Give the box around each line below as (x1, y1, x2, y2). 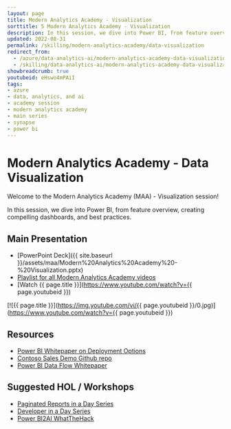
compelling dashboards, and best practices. (7, 213, 132, 221)
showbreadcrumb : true (7, 67, 69, 74)
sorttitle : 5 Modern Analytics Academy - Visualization (7, 23, 170, 30)
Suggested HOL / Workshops (7, 381, 135, 393)
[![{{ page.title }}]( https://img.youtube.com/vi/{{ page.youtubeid (7, 301, 188, 310)
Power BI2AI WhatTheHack (16, 414, 94, 422)
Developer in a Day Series (16, 407, 91, 415)
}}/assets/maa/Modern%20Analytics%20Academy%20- (16, 259, 177, 267)
